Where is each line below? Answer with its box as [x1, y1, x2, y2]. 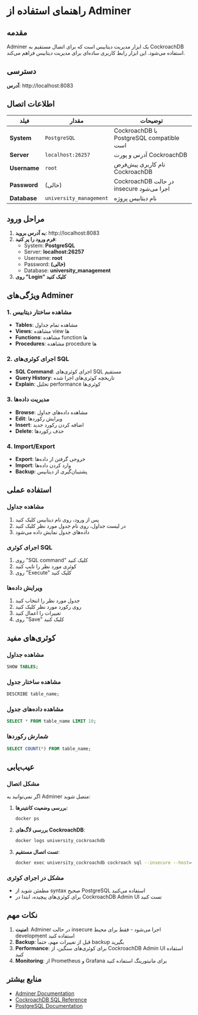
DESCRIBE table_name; [6, 691, 60, 697]
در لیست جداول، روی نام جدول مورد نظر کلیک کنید [15, 522, 126, 529]
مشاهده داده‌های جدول [6, 705, 64, 713]
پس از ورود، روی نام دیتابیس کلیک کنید [15, 516, 99, 523]
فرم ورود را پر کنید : [15, 236, 57, 243]
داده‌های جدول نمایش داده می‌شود [15, 528, 90, 536]
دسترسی [6, 66, 36, 76]
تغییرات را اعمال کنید [15, 610, 61, 617]
